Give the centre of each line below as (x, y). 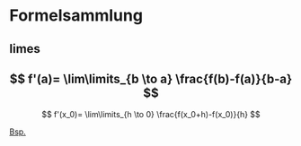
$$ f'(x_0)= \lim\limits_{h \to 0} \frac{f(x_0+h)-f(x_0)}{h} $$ (151, 115)
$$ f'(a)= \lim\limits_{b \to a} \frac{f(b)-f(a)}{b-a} (151, 78)
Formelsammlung (76, 16)
